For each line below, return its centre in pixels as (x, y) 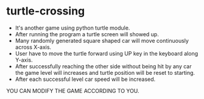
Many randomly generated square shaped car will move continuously (102, 40)
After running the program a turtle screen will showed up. (87, 34)
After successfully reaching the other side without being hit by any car (103, 66)
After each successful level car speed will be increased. (85, 79)
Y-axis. (24, 60)
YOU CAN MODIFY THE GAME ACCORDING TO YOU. (73, 91)
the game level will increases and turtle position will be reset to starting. (105, 72)
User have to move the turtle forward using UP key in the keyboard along (107, 53)
